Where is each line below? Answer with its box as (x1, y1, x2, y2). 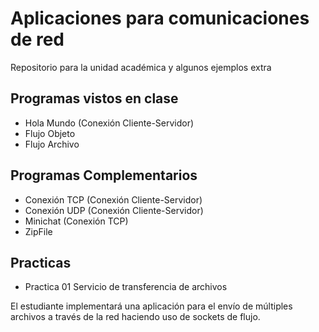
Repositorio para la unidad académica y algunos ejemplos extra (10, 61, 272, 73)
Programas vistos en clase (10, 90, 179, 107)
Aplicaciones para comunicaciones (10, 7, 310, 30)
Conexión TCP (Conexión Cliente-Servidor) (24, 193, 203, 206)
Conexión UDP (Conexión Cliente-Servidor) (24, 204, 204, 216)
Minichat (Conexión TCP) (24, 215, 129, 227)
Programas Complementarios (10, 167, 198, 184)
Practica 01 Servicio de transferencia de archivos (24, 281, 228, 293)
